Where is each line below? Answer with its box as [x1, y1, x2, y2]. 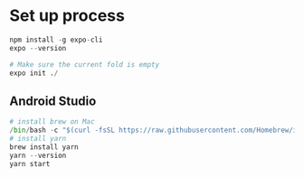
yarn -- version [9, 151, 67, 160]
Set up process [9, 5, 125, 26]
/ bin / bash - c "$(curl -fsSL [9, 126, 116, 135]
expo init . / [9, 69, 59, 78]
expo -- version [9, 43, 67, 52]
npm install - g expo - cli [9, 35, 103, 44]
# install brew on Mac [9, 117, 95, 126]
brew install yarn [9, 142, 79, 152]
